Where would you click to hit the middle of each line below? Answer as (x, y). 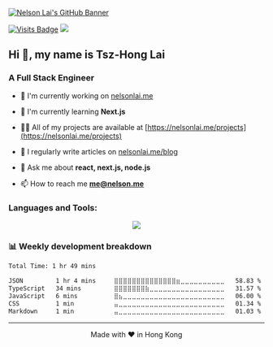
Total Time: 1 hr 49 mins (52, 267)
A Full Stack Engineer (52, 78)
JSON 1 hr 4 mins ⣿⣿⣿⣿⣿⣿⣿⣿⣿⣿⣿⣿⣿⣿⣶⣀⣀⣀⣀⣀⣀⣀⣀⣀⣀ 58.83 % (135, 281)
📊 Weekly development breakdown (80, 246)
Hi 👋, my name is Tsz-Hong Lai (87, 55)
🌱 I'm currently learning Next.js (73, 111)
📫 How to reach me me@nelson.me (82, 184)
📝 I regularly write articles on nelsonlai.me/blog (99, 151)
